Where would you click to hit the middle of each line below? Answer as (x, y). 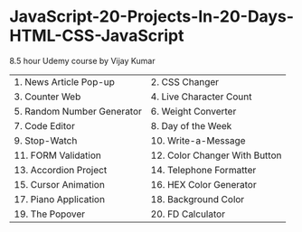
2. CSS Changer (185, 81)
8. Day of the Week (191, 125)
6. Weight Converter (193, 111)
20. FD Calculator (188, 214)
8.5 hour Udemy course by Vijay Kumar (82, 60)
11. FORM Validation (57, 155)
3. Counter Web (47, 97)
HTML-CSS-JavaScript (97, 36)
